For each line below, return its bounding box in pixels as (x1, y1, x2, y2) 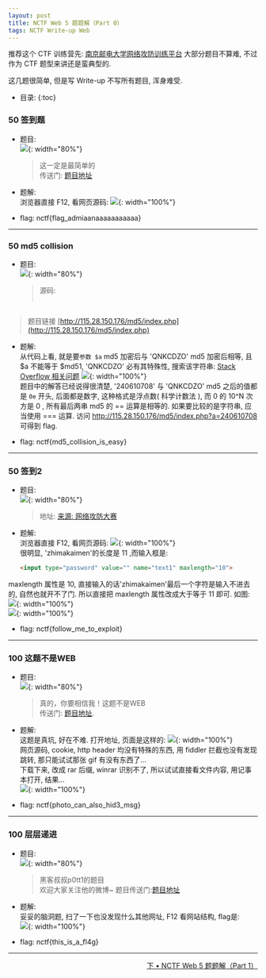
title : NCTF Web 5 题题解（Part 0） (8, 19, 123, 27)
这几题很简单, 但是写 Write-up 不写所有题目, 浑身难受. (8, 76, 183, 86)
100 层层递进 (8, 829, 58, 840)
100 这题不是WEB (8, 653, 77, 664)
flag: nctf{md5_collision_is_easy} (19, 437, 127, 446)
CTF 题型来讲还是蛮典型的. (23, 59, 112, 68)
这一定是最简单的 (39, 160, 96, 170)
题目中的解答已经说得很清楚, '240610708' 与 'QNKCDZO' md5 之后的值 (19, 381, 251, 391)
